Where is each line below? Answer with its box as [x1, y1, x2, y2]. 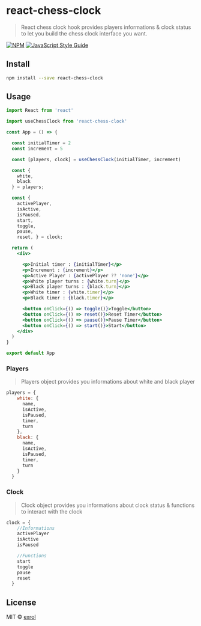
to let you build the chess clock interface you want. [20, 29, 148, 37]
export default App [6, 350, 55, 357]
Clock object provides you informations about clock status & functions [20, 502, 195, 509]
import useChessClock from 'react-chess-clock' [6, 118, 128, 124]
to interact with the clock [20, 508, 83, 515]
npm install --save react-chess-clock [6, 75, 103, 81]
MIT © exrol [6, 613, 36, 621]
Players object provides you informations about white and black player [20, 378, 195, 385]
